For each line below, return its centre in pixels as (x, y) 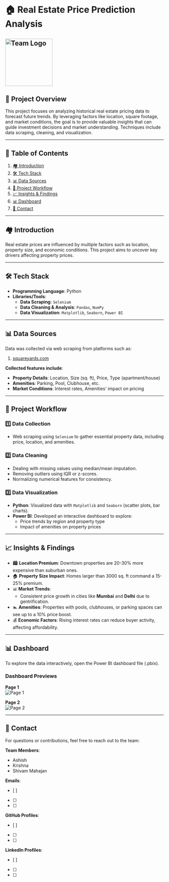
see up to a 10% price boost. (42, 614)
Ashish (20, 760)
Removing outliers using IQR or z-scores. (55, 474)
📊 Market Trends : (32, 589)
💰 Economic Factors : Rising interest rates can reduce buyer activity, (84, 620)
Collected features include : (34, 368)
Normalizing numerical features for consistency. (62, 479)
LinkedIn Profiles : (24, 850)
